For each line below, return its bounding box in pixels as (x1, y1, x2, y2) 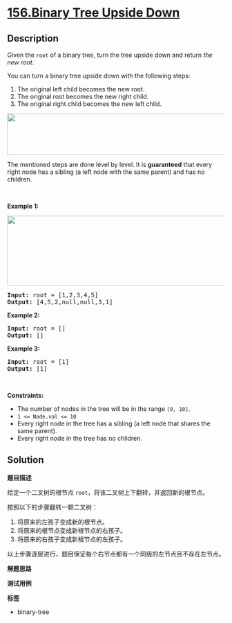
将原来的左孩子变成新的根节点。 (17, 518, 108, 526)
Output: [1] (7, 365, 48, 372)
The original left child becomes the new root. (17, 85, 145, 93)
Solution (7, 454, 44, 466)
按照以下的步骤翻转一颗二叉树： (7, 502, 98, 511)
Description (7, 33, 59, 44)
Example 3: (7, 344, 40, 353)
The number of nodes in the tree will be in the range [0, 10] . (17, 405, 191, 413)
